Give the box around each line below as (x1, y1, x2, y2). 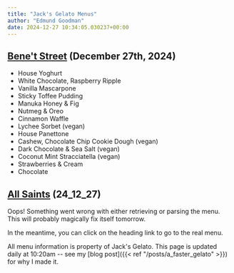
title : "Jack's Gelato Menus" (7, 10, 98, 18)
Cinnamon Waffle (17, 115, 69, 123)
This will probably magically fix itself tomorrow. (7, 215, 146, 223)
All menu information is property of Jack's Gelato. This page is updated (7, 242, 218, 250)
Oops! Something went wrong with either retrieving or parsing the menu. (7, 207, 220, 215)
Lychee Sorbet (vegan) (17, 122, 86, 130)
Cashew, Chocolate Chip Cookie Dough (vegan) (17, 137, 158, 146)
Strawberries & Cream (17, 160, 83, 168)
